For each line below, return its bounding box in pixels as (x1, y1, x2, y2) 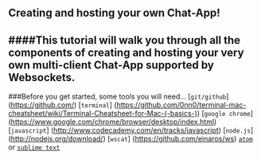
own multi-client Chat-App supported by (8, 58, 215, 72)
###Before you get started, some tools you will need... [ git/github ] (8, 91, 229, 102)
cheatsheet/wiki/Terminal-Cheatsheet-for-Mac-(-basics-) (8, 109, 197, 118)
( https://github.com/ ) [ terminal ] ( (8, 100, 117, 110)
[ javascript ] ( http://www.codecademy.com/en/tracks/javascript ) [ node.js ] (8, 126, 254, 135)
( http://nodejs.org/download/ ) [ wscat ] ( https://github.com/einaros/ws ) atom (8, 134, 253, 144)
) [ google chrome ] (197, 109, 253, 118)
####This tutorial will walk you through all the (8, 33, 241, 47)
